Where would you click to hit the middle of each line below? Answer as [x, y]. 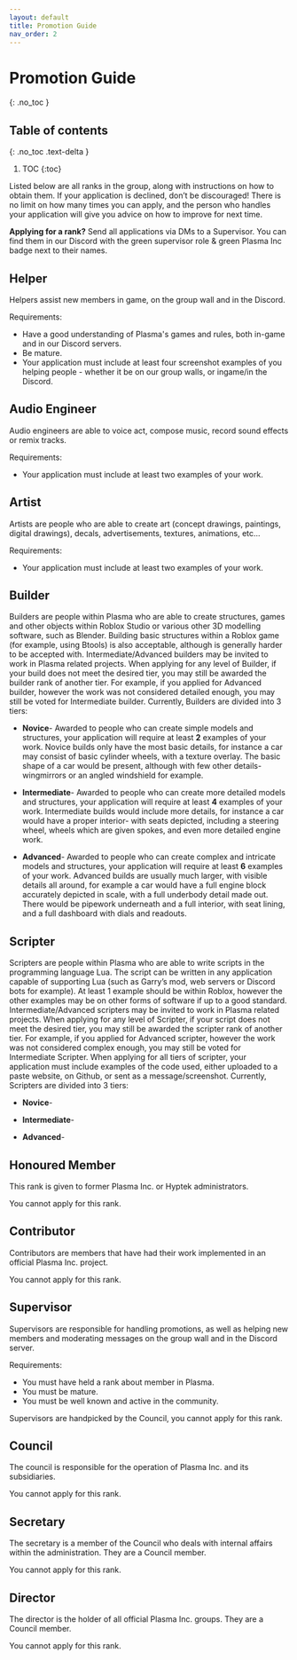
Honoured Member [63, 1165]
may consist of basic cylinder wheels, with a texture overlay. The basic [151, 756]
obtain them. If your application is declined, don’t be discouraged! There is [145, 195]
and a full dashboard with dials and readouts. [105, 913]
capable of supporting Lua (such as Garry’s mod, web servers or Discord [142, 982]
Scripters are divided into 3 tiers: [69, 1086]
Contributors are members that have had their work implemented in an [137, 1253]
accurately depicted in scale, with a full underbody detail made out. [145, 895]
